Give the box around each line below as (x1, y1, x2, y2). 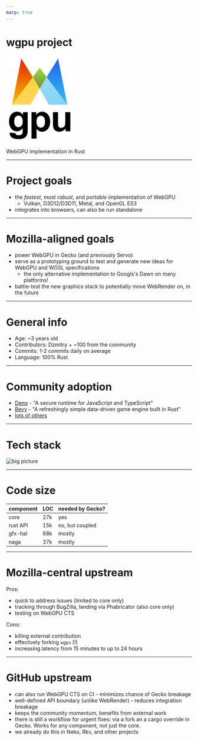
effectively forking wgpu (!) (14, 639, 78, 646)
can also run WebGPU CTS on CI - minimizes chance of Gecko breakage (14, 691, 192, 698)
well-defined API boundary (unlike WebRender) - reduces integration (14, 697, 182, 704)
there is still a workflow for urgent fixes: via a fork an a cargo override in (14, 716, 190, 723)
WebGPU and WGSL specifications (14, 264, 100, 271)
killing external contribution (14, 632, 81, 640)
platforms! (23, 277, 48, 284)
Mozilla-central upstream (6, 566, 133, 579)
